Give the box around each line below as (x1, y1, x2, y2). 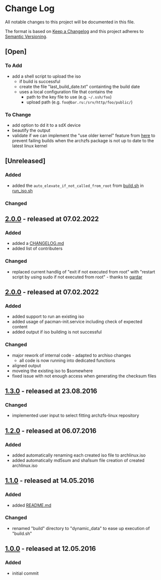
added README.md (12, 502, 52, 508)
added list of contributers (12, 246, 63, 252)
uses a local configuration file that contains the (19, 88, 113, 95)
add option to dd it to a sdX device (12, 122, 81, 128)
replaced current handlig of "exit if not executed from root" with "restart (12, 269, 156, 274)
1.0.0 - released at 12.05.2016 (5, 545, 96, 553)
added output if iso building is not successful (12, 329, 102, 335)
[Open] (5, 48, 27, 56)
